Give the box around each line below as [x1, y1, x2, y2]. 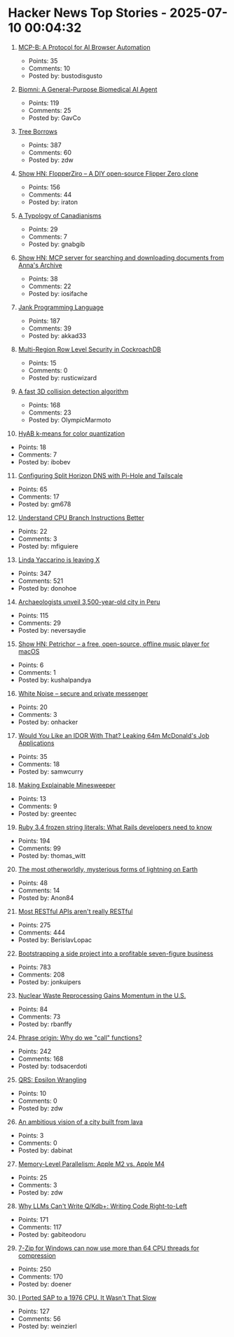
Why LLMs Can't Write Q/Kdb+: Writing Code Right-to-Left [18, 1202, 188, 1210]
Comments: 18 [18, 760, 60, 768]
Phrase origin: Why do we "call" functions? [18, 1033, 142, 1042]
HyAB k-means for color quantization [18, 429, 125, 438]
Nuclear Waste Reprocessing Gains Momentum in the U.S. [18, 991, 186, 1000]
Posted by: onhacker [18, 718, 78, 726]
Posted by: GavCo [28, 114, 81, 122]
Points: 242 [18, 1047, 52, 1055]
